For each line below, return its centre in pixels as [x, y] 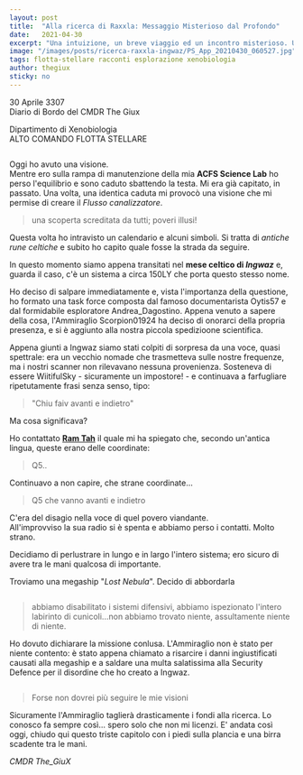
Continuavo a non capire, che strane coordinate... [101, 483]
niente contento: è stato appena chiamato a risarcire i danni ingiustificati [143, 653]
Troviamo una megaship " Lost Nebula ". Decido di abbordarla [122, 581]
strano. [23, 537]
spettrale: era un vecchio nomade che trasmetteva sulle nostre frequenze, [147, 356]
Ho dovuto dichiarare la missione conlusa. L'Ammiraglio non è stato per [141, 643]
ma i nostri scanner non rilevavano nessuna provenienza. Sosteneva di [141, 366]
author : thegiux [40, 69]
